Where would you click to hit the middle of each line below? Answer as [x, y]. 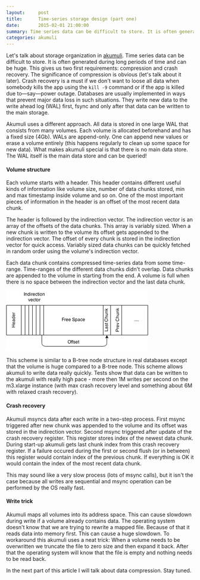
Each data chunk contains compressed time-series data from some [89, 263]
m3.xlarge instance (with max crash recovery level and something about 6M [99, 385]
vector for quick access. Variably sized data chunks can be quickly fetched [98, 245]
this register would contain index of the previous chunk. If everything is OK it [100, 457]
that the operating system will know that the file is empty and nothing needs [99, 553]
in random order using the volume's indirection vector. [73, 251]
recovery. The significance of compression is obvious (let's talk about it [94, 75]
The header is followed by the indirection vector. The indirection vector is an [100, 220]
